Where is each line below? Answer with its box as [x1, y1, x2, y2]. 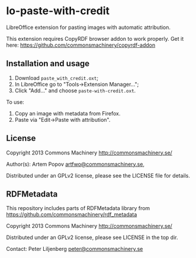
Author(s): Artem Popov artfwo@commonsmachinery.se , [6, 160, 145, 167]
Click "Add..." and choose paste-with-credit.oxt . [14, 87, 136, 94]
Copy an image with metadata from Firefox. [14, 109, 121, 117]
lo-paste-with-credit [6, 4, 110, 18]
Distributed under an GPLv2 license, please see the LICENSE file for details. [6, 172, 191, 179]
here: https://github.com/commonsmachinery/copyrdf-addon [6, 41, 156, 49]
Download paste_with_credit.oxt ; [14, 74, 99, 81]
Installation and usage [6, 59, 90, 69]
